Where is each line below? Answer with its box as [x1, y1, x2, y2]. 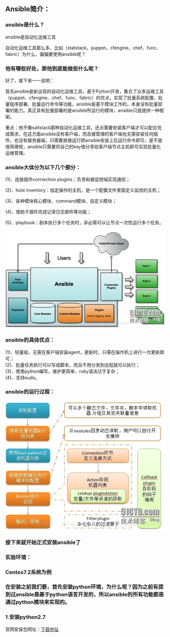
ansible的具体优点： [5, 337, 55, 344]
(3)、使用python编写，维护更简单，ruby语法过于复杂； [5, 368, 120, 374]
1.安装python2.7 [5, 614, 46, 621]
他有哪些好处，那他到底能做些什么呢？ [5, 65, 99, 72]
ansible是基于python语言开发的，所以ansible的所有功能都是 [15, 591, 164, 598]
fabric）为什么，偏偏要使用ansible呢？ [5, 51, 86, 57]
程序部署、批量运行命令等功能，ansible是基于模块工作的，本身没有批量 [9, 101, 158, 107]
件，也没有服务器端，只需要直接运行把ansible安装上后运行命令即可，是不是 [5, 137, 163, 143]
